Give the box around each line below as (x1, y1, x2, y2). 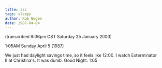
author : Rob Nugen (5, 16, 42, 21)
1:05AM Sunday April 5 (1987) (5, 43, 64, 49)
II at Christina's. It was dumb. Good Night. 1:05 (5, 57, 98, 63)
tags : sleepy (5, 12, 31, 16)
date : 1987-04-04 (5, 20, 40, 26)
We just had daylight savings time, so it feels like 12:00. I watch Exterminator (5, 53, 157, 58)
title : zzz (5, 7, 27, 12)
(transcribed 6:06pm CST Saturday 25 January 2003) (5, 34, 112, 40)
